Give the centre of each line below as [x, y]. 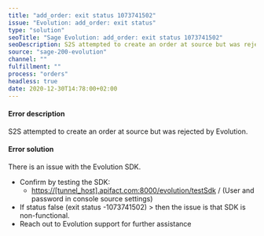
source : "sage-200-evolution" [58, 52]
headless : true [33, 81]
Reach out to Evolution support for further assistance [105, 223]
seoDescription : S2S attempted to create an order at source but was [125, 45]
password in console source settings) [92, 198]
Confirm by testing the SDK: [65, 182]
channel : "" [27, 60]
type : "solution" [37, 30]
